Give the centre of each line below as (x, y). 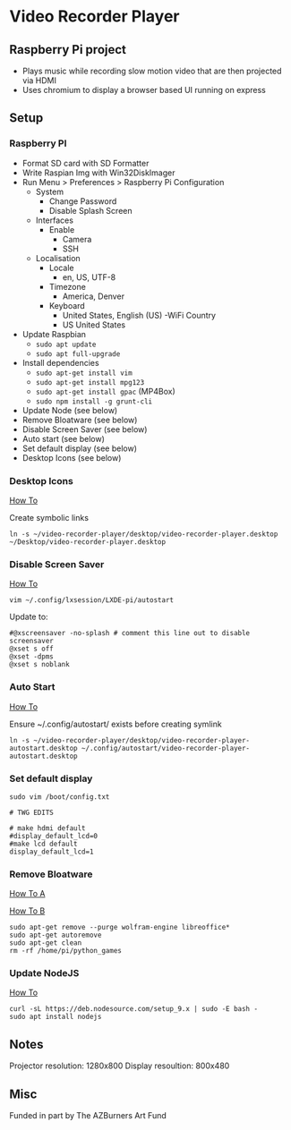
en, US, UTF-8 (89, 277)
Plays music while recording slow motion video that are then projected (152, 71)
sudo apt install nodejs (56, 1017)
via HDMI (39, 81)
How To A (27, 894)
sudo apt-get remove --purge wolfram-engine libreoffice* (120, 928)
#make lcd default (43, 844)
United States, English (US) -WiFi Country (139, 315)
